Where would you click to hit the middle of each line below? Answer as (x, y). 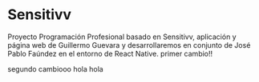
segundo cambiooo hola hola (55, 68)
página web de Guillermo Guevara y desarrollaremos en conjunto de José (129, 45)
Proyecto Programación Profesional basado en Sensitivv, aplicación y (122, 37)
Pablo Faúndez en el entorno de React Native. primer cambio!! (110, 53)
